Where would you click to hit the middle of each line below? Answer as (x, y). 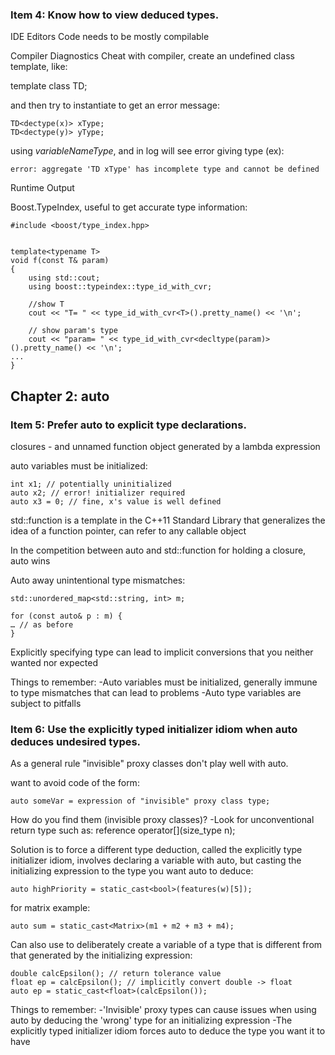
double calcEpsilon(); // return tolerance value (116, 974)
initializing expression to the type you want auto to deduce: (132, 871)
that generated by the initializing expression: (101, 955)
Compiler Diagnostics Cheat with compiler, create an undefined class (152, 56)
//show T (46, 304)
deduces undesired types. (76, 741)
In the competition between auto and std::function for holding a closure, (158, 550)
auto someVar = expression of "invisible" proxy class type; (140, 801)
